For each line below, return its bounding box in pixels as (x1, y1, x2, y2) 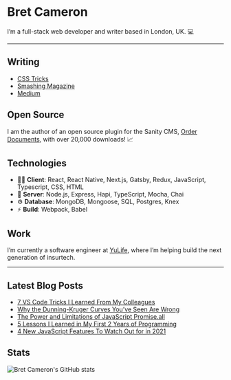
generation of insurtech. (7, 254, 76, 262)
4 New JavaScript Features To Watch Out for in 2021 (16, 327, 166, 335)
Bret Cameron (7, 4, 88, 20)
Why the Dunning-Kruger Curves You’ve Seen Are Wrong (16, 305, 180, 313)
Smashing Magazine (16, 82, 76, 90)
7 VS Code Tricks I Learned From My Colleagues (16, 298, 155, 306)
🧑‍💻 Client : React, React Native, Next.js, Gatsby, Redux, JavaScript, (16, 176, 206, 184)
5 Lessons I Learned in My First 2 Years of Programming (16, 320, 177, 328)
